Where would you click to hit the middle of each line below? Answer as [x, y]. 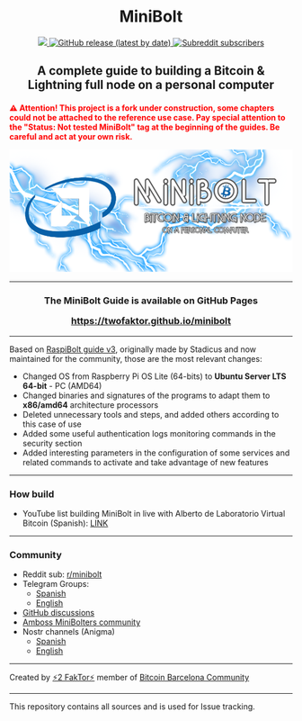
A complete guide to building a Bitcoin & [151, 71]
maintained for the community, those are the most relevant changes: [136, 358]
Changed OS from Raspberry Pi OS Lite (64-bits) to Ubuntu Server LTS [154, 376]
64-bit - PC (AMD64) [62, 385]
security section [52, 443]
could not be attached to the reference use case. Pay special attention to [147, 117]
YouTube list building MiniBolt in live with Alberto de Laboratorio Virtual [154, 514]
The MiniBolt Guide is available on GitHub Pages [151, 301]
